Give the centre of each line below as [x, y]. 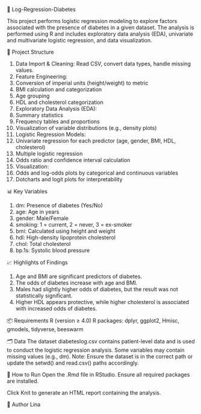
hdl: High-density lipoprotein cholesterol [66, 238]
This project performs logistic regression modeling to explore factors [92, 21]
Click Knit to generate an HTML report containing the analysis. [84, 393]
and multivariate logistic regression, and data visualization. [79, 40]
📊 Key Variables [27, 191]
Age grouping [32, 96]
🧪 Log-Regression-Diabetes [41, 9]
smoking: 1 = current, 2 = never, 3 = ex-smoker [74, 225]
